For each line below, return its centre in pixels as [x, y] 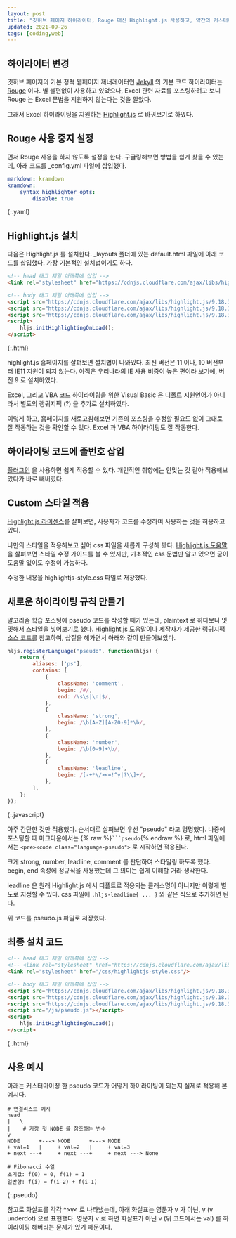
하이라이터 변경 [38, 64]
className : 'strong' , [89, 716]
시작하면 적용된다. [164, 847]
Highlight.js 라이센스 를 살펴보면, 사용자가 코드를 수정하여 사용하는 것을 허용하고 [116, 521]
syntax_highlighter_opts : [58, 192]
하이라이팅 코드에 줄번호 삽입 [66, 451]
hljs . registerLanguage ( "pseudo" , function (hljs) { [83, 651]
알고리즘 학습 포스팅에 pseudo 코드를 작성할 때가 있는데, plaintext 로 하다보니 [113, 620]
